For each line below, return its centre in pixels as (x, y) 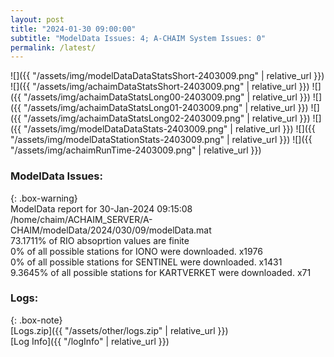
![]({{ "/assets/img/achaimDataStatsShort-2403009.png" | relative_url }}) (160, 87)
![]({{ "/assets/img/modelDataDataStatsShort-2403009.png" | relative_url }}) (167, 76)
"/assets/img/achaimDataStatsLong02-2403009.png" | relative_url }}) (167, 118)
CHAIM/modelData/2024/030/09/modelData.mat (111, 230)
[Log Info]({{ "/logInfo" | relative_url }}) (90, 341)
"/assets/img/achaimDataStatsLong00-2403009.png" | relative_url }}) (167, 97)
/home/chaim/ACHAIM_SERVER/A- (81, 219)
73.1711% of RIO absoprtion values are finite (100, 240)
